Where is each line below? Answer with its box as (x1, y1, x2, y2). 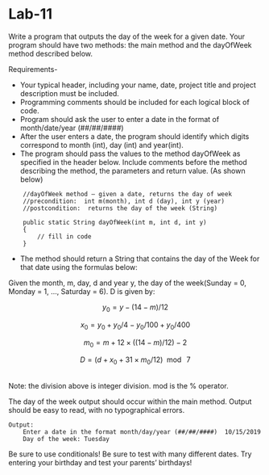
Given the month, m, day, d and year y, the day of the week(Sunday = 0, (8, 278, 247, 288)
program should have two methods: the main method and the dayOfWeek (8, 40, 252, 49)
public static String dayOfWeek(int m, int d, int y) (23, 218, 207, 226)
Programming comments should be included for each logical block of (19, 97, 250, 107)
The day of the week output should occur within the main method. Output (8, 397, 252, 406)
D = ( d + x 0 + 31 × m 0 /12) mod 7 (80, 355, 191, 367)
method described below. (8, 48, 93, 58)
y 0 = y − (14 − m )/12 (101, 302, 169, 313)
